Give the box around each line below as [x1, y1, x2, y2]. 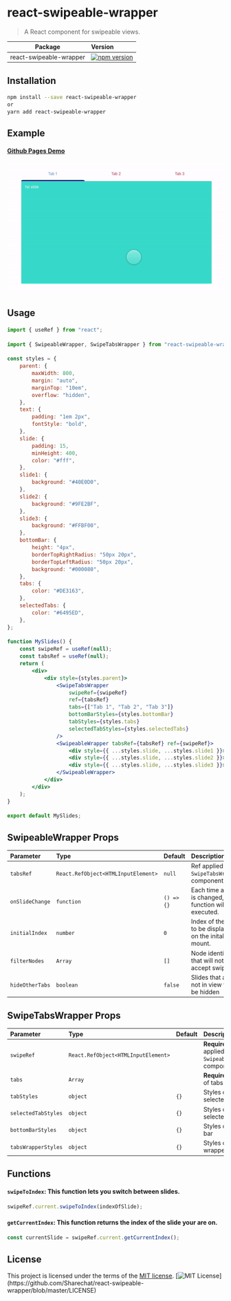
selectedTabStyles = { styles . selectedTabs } [68, 725, 189, 732]
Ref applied [191, 861, 223, 870]
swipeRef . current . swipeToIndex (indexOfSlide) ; [7, 1203, 143, 1210]
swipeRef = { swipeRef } [68, 689, 128, 696]
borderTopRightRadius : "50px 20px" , [32, 551, 137, 558]
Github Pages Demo [7, 147, 65, 155]
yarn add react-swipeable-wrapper [7, 108, 107, 115]
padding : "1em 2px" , [32, 413, 91, 420]
